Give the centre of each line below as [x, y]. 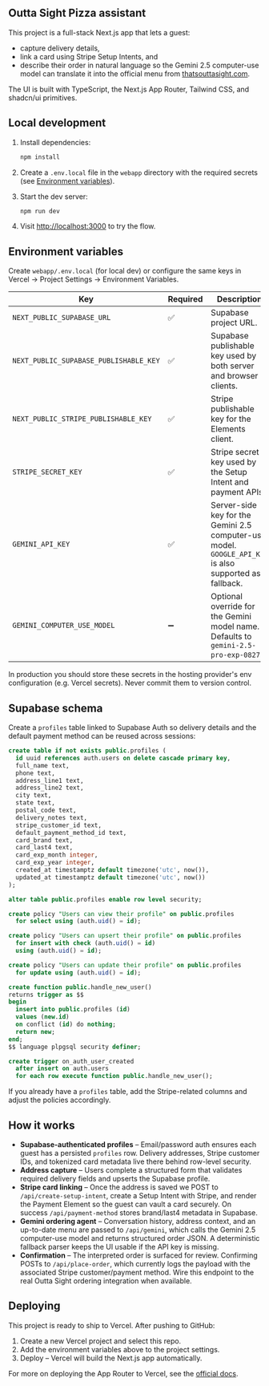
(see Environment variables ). [67, 180]
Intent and [230, 482]
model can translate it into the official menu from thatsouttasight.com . [135, 73]
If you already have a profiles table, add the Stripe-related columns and [128, 1092]
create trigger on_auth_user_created [71, 1061]
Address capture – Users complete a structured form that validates [131, 1169]
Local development [57, 123]
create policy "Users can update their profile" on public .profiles [125, 965]
